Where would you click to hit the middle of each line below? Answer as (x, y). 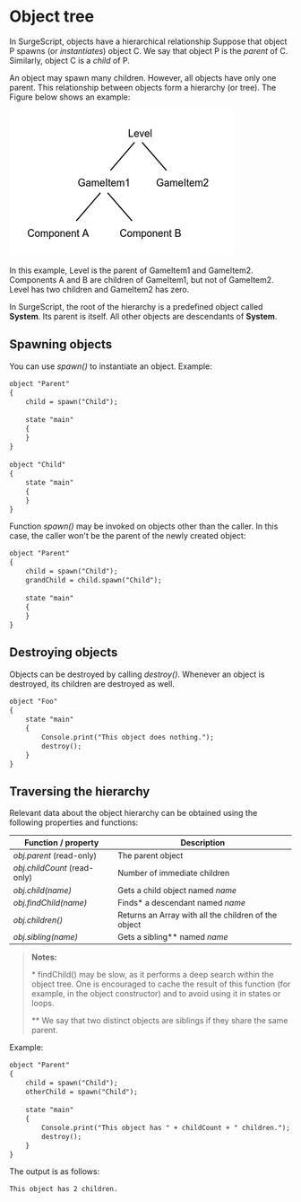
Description (203, 842)
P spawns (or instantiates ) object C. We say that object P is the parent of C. (149, 50)
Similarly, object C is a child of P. (69, 60)
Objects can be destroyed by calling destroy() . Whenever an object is (137, 674)
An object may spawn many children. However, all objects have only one (143, 77)
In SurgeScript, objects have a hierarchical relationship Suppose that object (148, 41)
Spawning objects (61, 344)
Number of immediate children (174, 873)
